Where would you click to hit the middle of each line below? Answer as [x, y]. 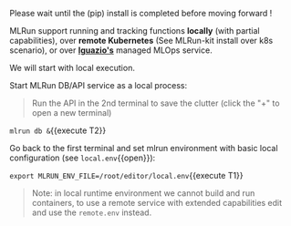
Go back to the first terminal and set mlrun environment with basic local [144, 148]
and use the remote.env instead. [92, 212]
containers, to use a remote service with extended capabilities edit [157, 203]
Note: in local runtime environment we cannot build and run [143, 193]
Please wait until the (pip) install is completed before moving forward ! [141, 13]
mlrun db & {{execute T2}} [58, 130]
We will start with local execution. [72, 68]
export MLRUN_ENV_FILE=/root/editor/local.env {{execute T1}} [126, 175]
